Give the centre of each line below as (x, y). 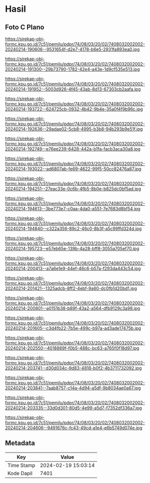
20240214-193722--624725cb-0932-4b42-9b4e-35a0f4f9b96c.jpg (74, 109)
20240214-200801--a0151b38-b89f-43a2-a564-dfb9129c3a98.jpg (73, 308)
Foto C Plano (25, 27)
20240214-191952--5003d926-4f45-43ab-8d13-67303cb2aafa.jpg (73, 89)
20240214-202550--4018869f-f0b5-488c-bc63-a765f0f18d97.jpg (72, 348)
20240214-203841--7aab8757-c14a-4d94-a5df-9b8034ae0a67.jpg (73, 388)
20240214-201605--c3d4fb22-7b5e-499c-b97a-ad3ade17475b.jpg (73, 328)
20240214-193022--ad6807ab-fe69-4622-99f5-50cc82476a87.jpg (73, 169)
